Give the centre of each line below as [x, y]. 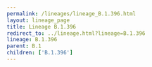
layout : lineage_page [38, 20]
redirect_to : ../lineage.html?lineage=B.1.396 [76, 33]
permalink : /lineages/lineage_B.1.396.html [71, 14]
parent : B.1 [24, 46]
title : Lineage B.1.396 [42, 27]
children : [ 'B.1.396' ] [40, 53]
